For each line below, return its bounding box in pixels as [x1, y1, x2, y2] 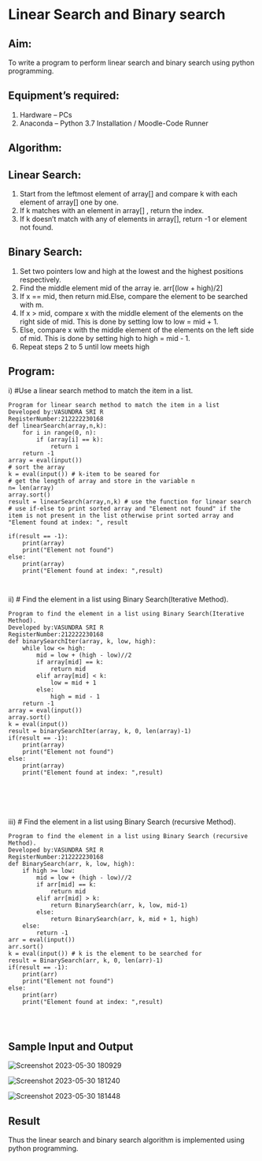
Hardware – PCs [19, 110, 72, 119]
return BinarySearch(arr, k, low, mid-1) [50, 901, 189, 909]
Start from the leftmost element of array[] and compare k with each [19, 189, 238, 199]
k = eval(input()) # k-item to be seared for [8, 470, 160, 478]
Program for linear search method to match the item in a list [8, 401, 220, 409]
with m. [19, 300, 44, 309]
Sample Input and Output [8, 1040, 134, 1054]
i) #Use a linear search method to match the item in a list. [8, 385, 194, 395]
